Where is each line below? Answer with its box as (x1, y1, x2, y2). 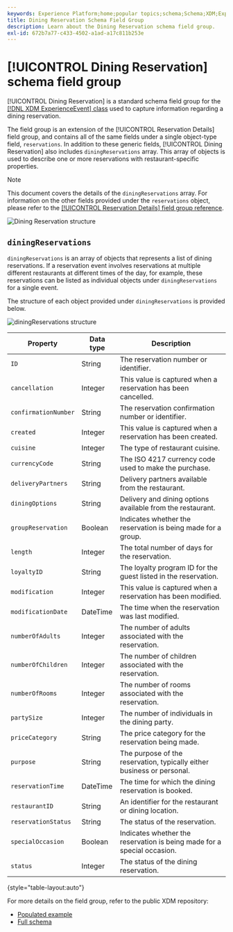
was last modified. (120, 611, 180, 621)
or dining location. (120, 806, 179, 815)
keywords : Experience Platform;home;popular (7, 10, 138, 17)
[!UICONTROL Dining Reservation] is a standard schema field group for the (7, 97, 221, 105)
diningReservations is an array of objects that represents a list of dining (7, 254, 212, 262)
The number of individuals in (120, 709, 213, 718)
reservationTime (10, 782, 64, 790)
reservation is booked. (120, 786, 193, 795)
